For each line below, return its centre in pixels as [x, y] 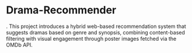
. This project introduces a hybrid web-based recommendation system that [96, 26]
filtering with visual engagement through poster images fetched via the [91, 38]
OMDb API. [20, 45]
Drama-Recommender [61, 10]
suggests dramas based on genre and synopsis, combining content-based [96, 32]
